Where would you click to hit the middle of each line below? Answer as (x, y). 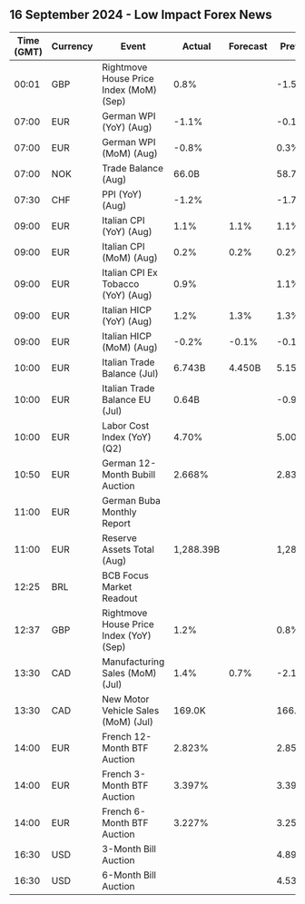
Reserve (119, 537)
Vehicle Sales (130, 710)
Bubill (143, 474)
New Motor (125, 699)
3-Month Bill (129, 849)
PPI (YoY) (122, 194)
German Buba (131, 500)
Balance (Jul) (130, 373)
